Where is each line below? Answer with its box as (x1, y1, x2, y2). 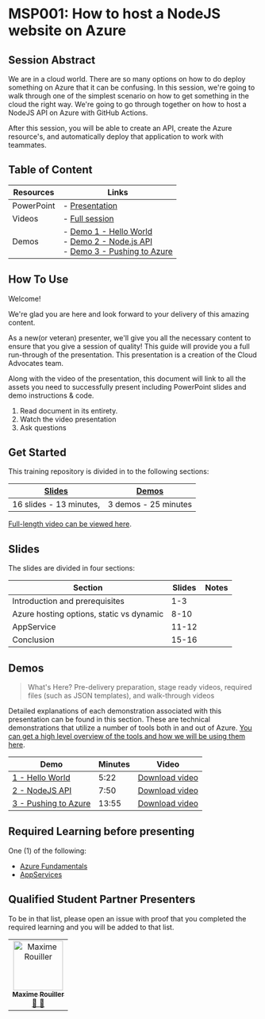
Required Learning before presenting (8, 825, 195, 838)
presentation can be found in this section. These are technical (8, 715, 211, 725)
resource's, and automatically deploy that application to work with (8, 132, 224, 141)
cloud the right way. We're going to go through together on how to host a (8, 100, 248, 109)
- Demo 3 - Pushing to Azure (63, 245, 173, 256)
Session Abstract (8, 53, 96, 67)
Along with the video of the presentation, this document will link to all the (8, 374, 247, 383)
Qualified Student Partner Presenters (8, 893, 196, 906)
